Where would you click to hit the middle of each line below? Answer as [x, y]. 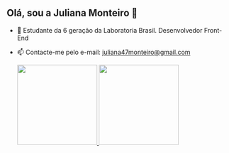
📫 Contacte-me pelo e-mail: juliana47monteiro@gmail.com [104, 52]
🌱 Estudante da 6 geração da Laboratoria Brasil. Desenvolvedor [110, 30]
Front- [213, 30]
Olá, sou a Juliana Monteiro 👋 [72, 13]
